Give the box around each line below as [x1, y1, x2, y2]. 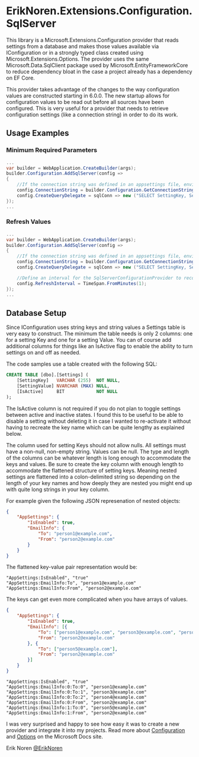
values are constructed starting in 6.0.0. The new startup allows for [6, 92, 170, 99]
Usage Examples [6, 128, 69, 138]
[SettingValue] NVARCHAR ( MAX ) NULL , [17, 383, 110, 389]
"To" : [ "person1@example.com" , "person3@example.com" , [37, 629, 176, 635]
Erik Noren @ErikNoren [6, 744, 63, 752]
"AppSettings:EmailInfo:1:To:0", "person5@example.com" [6, 705, 147, 711]
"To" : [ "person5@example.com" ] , [37, 646, 118, 652]
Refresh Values [6, 218, 52, 226]
